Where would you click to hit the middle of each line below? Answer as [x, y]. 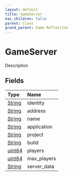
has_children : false [26, 19]
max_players [42, 158]
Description [17, 66]
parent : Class [19, 23]
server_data [41, 166]
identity [36, 103]
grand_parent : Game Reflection [37, 28]
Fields [15, 81]
